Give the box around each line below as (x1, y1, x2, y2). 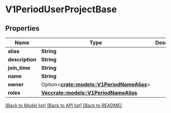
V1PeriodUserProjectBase (5, 4, 117, 15)
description (8, 56, 37, 63)
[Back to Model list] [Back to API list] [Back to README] (5, 102, 122, 108)
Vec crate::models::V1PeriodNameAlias (41, 89, 137, 96)
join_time (8, 64, 31, 71)
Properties (5, 24, 40, 33)
